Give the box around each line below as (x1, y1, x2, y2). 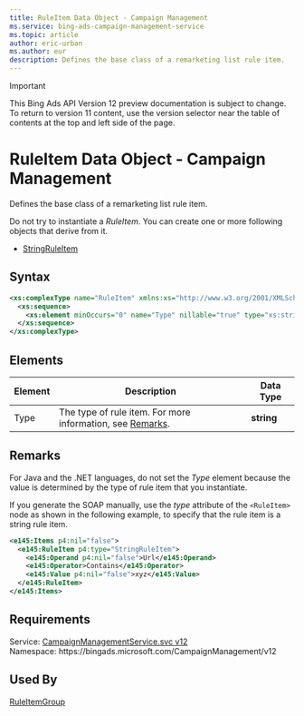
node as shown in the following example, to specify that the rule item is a (9, 509, 281, 520)
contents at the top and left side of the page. (9, 117, 176, 128)
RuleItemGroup (9, 696, 66, 707)
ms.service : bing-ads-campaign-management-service (9, 22, 204, 31)
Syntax (9, 270, 51, 285)
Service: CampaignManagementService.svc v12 (9, 636, 188, 647)
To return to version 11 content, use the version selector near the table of (9, 108, 280, 118)
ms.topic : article (9, 30, 79, 39)
